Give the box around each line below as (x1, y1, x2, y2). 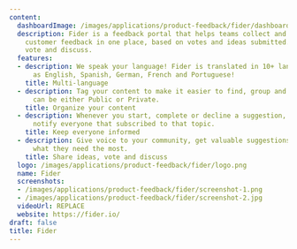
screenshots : (17, 177, 65, 186)
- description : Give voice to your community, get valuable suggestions (17, 136, 291, 145)
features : (17, 54, 53, 63)
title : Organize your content (25, 103, 137, 112)
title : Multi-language (25, 79, 109, 87)
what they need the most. (32, 144, 128, 153)
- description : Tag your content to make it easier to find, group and (17, 87, 287, 95)
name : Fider (17, 169, 62, 177)
